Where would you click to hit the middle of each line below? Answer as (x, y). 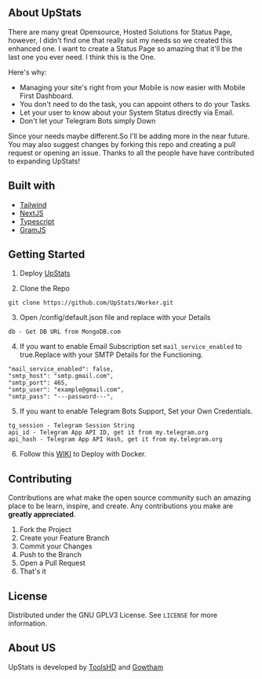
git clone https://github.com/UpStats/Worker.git (91, 303)
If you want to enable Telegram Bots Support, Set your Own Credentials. (136, 411)
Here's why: (27, 72)
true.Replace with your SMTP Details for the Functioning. (111, 355)
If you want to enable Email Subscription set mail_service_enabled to (131, 347)
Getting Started (47, 255)
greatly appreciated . (42, 515)
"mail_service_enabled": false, (61, 369)
